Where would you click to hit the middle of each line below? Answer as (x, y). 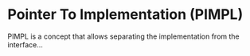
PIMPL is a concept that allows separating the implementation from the (123, 36)
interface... (25, 44)
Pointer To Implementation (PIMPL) (125, 15)
